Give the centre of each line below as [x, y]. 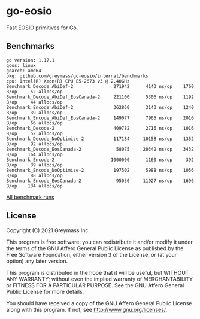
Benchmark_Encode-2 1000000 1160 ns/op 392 [100, 160]
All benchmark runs [31, 197]
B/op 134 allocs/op [34, 186]
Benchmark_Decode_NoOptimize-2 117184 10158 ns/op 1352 [100, 139]
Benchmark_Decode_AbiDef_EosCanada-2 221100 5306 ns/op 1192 [100, 97]
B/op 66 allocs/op [34, 123]
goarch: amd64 [24, 71]
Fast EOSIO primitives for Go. [42, 28]
